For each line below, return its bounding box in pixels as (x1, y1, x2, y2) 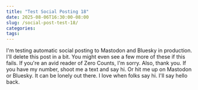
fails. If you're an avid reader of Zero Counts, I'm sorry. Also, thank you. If (6, 60, 186, 67)
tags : (6, 31, 20, 37)
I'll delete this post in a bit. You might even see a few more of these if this (6, 53, 186, 60)
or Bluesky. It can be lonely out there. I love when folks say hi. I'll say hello (6, 72, 188, 79)
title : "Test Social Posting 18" (6, 8, 89, 15)
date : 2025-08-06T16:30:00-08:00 (6, 14, 89, 20)
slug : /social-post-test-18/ (6, 20, 78, 25)
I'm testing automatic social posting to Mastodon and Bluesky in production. (6, 47, 192, 54)
